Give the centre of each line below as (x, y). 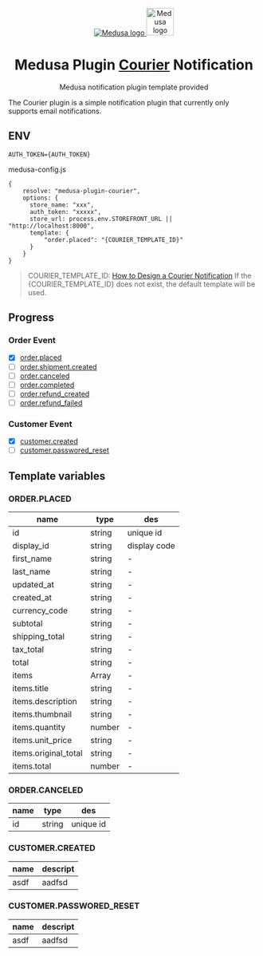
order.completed (47, 385)
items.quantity (39, 727)
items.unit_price (42, 740)
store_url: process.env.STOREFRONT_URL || (101, 219)
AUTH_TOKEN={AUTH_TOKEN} (49, 154)
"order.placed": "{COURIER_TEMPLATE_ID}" (113, 239)
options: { (41, 198)
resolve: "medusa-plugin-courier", (82, 191)
